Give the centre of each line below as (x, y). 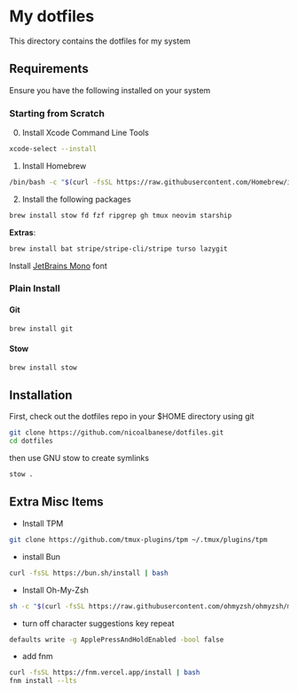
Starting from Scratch (57, 113)
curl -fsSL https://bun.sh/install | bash (89, 573)
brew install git (41, 329)
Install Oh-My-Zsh (55, 590)
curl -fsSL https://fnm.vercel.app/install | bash (105, 672)
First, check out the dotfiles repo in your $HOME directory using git (132, 417)
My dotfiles (52, 16)
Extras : (23, 232)
